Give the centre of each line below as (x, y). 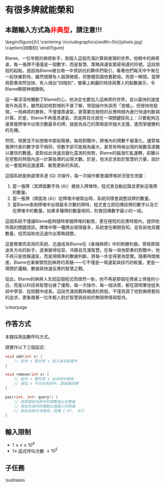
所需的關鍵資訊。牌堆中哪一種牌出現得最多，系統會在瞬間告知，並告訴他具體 (82, 227)
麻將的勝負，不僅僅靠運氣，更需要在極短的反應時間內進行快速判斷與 (91, 112)
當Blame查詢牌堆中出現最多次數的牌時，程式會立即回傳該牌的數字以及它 (85, 204)
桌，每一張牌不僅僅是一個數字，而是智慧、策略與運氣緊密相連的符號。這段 (80, 64)
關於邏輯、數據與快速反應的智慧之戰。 (48, 268)
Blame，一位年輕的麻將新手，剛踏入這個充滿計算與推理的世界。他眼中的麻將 (82, 58)
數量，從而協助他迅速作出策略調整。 (42, 233)
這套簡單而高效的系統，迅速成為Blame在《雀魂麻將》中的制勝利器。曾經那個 (82, 244)
